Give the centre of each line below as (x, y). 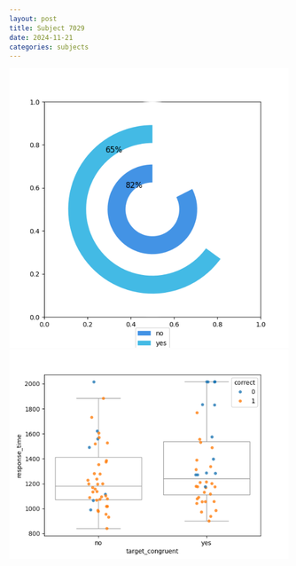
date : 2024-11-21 (41, 37)
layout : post (33, 19)
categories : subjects (49, 47)
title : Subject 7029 (47, 28)
